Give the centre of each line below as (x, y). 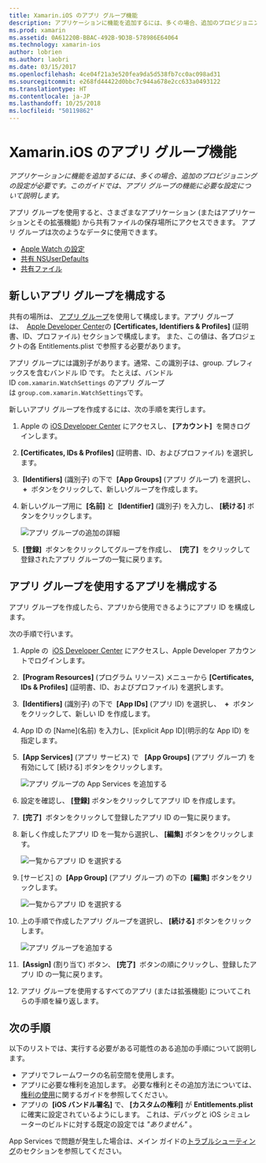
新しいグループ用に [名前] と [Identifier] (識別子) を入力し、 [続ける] (133, 505)
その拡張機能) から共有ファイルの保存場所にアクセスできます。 (138, 222)
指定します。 (41, 740)
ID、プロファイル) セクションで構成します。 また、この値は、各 (126, 336)
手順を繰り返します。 (68, 1000)
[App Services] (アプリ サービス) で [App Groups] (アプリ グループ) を (139, 757)
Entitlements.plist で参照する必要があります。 (112, 346)
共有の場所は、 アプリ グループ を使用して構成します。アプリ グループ (122, 316)
